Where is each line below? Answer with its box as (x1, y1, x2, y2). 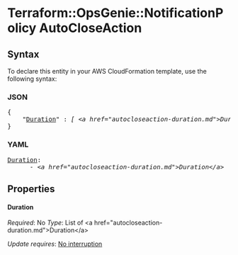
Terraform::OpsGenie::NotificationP (7, 5, 224, 21)
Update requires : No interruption (7, 239, 103, 249)
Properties (7, 183, 55, 195)
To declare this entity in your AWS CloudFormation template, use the (7, 67, 207, 75)
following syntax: (7, 74, 57, 83)
